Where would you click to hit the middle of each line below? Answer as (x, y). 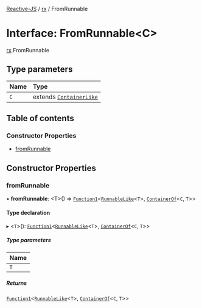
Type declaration (28, 212)
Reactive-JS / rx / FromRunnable (47, 9)
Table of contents (40, 118)
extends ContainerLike (65, 97)
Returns (17, 283)
